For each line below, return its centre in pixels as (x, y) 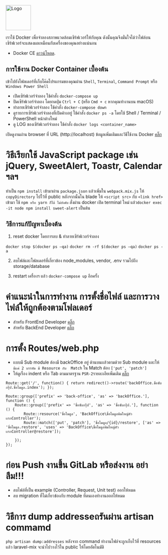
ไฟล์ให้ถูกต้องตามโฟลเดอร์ (49, 307)
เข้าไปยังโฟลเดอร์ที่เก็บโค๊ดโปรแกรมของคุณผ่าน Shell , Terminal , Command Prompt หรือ (81, 81)
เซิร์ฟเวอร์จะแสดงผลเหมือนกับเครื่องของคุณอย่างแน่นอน (51, 43)
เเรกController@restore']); (33, 432)
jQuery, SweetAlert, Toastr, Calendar (84, 166)
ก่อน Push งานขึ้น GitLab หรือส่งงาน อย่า (77, 465)
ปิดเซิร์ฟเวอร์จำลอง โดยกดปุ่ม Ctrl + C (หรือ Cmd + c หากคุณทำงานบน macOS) (83, 101)
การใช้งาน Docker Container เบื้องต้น (57, 69)
